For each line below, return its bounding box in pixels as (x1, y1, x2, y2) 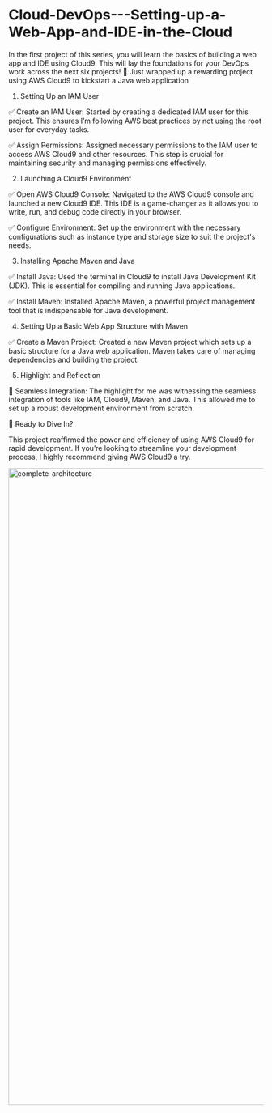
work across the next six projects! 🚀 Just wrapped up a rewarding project (8, 66, 253, 76)
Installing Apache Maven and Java (19, 256, 135, 266)
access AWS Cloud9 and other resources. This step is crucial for (8, 149, 224, 159)
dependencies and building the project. (8, 355, 139, 364)
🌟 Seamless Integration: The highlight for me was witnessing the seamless (8, 386, 257, 396)
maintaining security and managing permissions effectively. (8, 158, 207, 168)
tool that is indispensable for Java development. (8, 305, 168, 315)
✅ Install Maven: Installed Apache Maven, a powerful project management (8, 296, 256, 306)
